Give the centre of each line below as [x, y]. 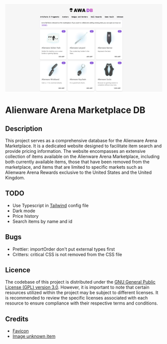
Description [24, 129]
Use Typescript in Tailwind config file [50, 205]
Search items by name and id [42, 221]
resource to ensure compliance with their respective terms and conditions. [82, 303]
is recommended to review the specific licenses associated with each [77, 298]
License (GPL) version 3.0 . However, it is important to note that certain [77, 287]
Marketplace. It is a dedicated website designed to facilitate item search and [83, 146]
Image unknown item [34, 337]
